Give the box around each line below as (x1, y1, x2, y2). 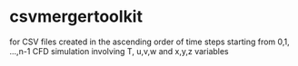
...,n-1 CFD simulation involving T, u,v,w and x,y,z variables (9, 45, 229, 56)
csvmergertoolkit (9, 6, 144, 27)
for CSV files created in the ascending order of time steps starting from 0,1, (9, 36, 291, 47)
